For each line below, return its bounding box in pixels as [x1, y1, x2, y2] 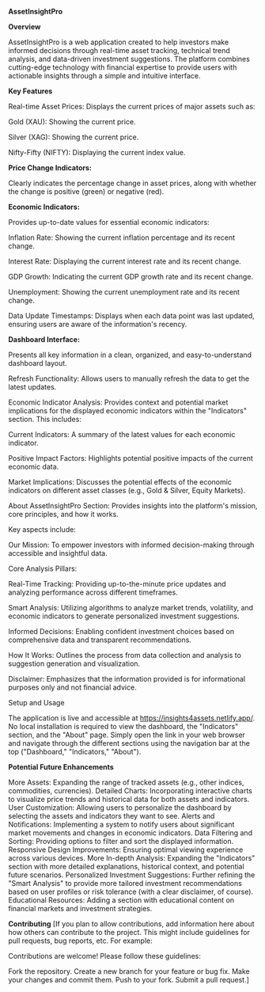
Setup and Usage [8, 698, 65, 707]
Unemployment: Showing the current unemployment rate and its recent [8, 287, 240, 296]
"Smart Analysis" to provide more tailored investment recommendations [8, 879, 243, 887]
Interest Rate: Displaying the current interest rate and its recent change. [8, 257, 241, 266]
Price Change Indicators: [8, 163, 93, 173]
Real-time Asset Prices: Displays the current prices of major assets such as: [8, 102, 256, 111]
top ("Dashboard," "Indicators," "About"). [8, 747, 142, 756]
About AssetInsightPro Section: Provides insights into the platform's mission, [8, 501, 258, 510]
